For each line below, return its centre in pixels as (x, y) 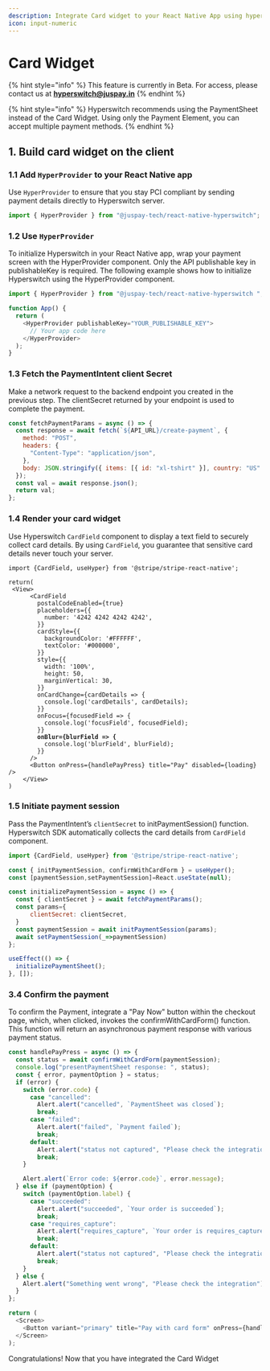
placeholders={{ (64, 610)
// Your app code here (67, 330)
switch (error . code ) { (61, 1090)
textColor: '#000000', (82, 645)
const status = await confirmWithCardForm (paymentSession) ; (118, 1060)
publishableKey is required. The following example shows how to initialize (130, 271)
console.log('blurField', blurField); (109, 744)
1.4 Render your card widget (65, 519)
